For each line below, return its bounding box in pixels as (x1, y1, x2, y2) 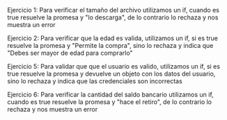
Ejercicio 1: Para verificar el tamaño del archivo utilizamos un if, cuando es (7, 6, 219, 14)
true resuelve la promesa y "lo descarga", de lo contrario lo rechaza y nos (7, 13, 219, 22)
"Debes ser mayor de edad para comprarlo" (7, 49, 134, 57)
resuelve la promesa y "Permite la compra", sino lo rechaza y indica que (7, 42, 214, 49)
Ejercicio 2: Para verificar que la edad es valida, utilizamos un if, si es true (7, 34, 218, 42)
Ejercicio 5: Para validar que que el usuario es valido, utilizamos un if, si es (7, 62, 221, 70)
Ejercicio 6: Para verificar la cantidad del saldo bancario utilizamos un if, (7, 90, 214, 98)
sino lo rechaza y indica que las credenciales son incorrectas (7, 77, 182, 85)
